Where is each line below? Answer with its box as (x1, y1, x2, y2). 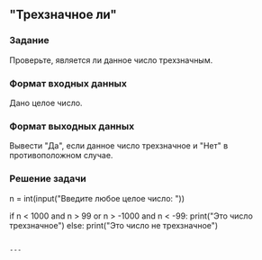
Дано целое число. (9, 97, 83, 108)
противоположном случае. (9, 150, 113, 161)
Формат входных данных (9, 76, 128, 89)
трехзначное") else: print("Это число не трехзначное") (9, 220, 219, 230)
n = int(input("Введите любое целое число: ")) (9, 193, 185, 203)
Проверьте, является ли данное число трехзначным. (9, 54, 213, 66)
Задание (9, 34, 50, 47)
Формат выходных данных (9, 120, 135, 132)
